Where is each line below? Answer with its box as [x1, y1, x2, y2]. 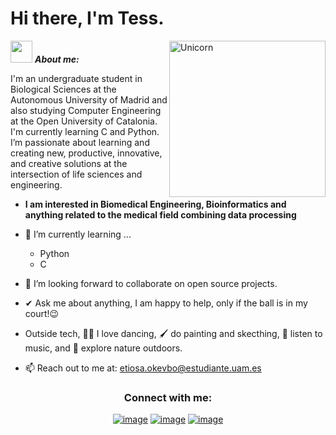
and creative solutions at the [10, 157, 128, 169]
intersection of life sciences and [10, 168, 143, 180]
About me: [34, 53, 80, 65]
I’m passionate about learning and [10, 136, 150, 148]
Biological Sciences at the [10, 83, 117, 95]
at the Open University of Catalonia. [10, 115, 158, 127]
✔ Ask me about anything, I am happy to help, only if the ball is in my [24, 297, 308, 309]
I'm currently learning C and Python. [10, 125, 160, 137]
